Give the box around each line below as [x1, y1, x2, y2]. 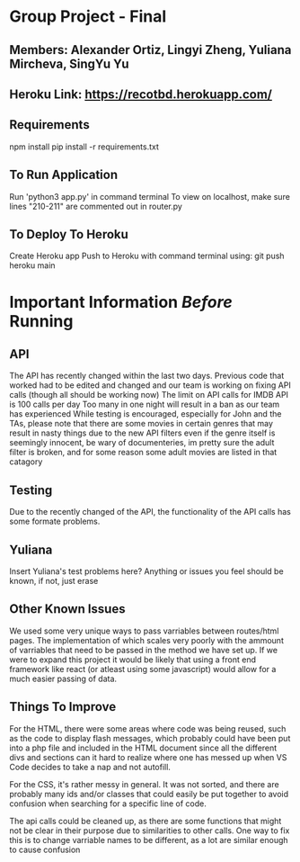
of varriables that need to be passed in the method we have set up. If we [9, 644, 278, 655]
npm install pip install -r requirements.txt [9, 141, 160, 152]
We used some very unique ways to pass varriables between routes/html [9, 625, 279, 636]
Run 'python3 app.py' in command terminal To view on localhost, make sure [9, 191, 290, 202]
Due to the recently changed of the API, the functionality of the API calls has [9, 507, 292, 517]
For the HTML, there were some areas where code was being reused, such [9, 723, 287, 734]
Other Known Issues [9, 601, 126, 617]
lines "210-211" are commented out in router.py [9, 201, 182, 211]
